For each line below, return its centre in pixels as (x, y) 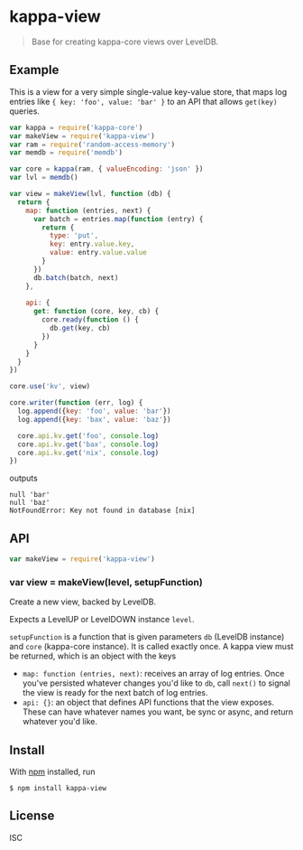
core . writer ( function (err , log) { (76, 403)
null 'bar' (30, 495)
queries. (25, 111)
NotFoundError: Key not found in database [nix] (102, 511)
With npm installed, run (52, 772)
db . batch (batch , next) (76, 277)
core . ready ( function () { (91, 320)
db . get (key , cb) (80, 328)
